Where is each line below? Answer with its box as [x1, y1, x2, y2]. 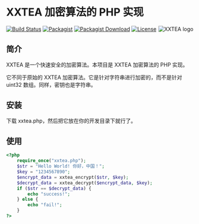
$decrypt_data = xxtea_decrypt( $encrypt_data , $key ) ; [17, 179, 153, 186]
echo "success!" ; [27, 191, 70, 197]
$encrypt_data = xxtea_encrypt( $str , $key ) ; [17, 174, 129, 180]
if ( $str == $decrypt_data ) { [17, 185, 92, 191]
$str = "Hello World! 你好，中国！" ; [17, 163, 105, 169]
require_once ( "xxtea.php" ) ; [17, 158, 86, 164]
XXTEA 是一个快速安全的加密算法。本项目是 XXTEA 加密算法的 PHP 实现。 [6, 61, 188, 68]
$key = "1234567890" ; [17, 169, 70, 175]
